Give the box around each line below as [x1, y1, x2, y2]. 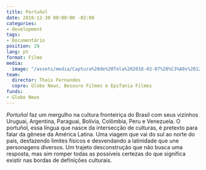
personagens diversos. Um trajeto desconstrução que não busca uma [6, 143, 183, 150]
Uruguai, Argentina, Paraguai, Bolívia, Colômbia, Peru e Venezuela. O [6, 117, 181, 125]
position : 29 [6, 43, 40, 50]
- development [6, 26, 43, 32]
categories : [6, 20, 37, 26]
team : [6, 72, 20, 78]
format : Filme [6, 54, 43, 61]
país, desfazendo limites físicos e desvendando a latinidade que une [6, 137, 179, 144]
